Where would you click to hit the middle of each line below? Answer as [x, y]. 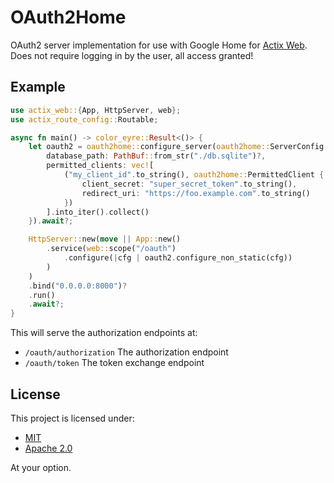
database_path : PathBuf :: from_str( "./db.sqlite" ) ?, [156, 156]
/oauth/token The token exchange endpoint [114, 363]
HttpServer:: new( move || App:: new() [105, 239]
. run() [42, 295]
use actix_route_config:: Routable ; [84, 119]
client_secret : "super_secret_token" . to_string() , [189, 184]
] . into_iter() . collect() [98, 212]
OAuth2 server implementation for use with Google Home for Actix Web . [159, 45]
